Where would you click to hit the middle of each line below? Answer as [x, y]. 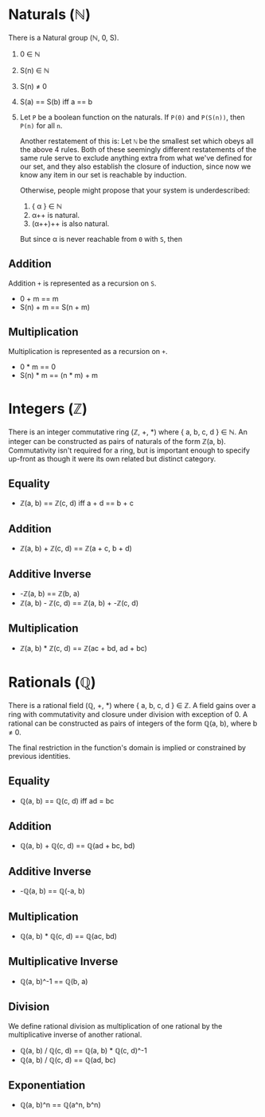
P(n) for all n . [41, 125]
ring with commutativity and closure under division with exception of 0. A [128, 714]
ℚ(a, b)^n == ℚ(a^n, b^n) [60, 1105]
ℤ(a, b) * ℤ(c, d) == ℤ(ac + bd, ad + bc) [83, 648]
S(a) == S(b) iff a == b [56, 101]
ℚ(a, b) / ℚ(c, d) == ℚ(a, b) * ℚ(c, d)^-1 [83, 1050]
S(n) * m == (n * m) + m [58, 375]
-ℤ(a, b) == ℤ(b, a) [50, 594]
